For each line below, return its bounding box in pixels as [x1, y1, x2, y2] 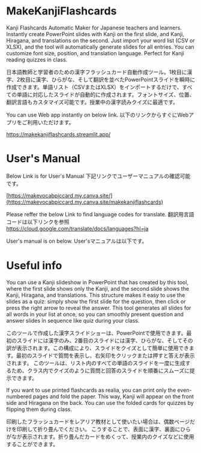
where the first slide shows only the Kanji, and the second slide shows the [6, 285, 190, 292]
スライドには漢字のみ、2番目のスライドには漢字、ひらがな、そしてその [16, 336, 193, 344]
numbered [6, 392, 32, 400]
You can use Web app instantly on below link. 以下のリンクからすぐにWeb [6, 111, 189, 118]
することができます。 [6, 440, 59, 448]
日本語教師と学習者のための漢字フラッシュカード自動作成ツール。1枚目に [6, 68, 187, 76]
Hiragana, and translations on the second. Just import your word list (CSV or [6, 37, 195, 44]
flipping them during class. [6, 406, 73, 413]
